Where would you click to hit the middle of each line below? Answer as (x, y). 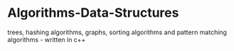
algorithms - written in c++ (47, 39)
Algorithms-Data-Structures (93, 13)
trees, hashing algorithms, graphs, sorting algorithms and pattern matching (117, 32)
